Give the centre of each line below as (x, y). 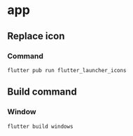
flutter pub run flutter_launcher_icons (67, 70)
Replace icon (36, 36)
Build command (42, 92)
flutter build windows (40, 126)
